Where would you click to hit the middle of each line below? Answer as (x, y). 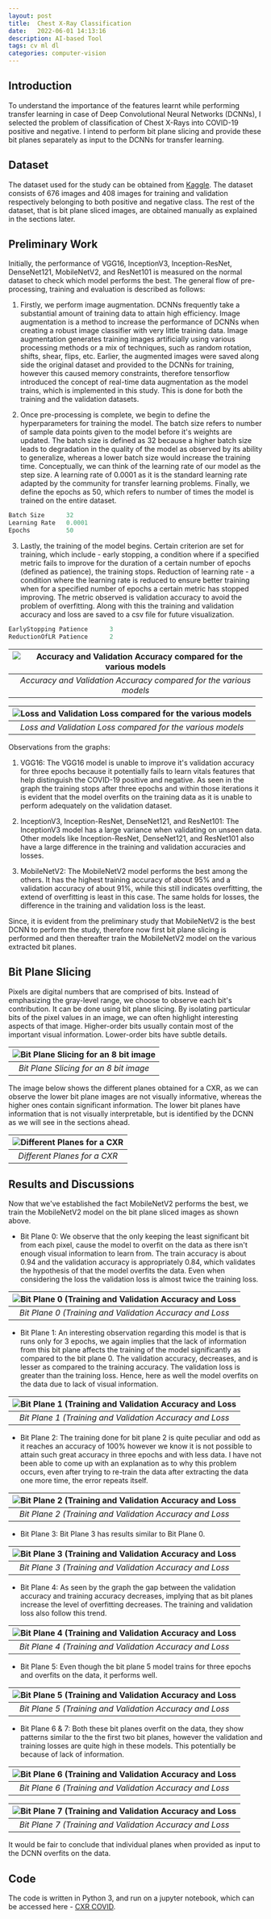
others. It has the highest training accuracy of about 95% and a (125, 880)
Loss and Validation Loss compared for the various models (132, 727)
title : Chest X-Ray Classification (70, 23)
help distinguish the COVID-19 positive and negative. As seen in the (132, 780)
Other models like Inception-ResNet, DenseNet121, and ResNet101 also (137, 838)
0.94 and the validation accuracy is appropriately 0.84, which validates (138, 1262)
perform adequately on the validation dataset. (96, 805)
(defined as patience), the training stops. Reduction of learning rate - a (138, 572)
